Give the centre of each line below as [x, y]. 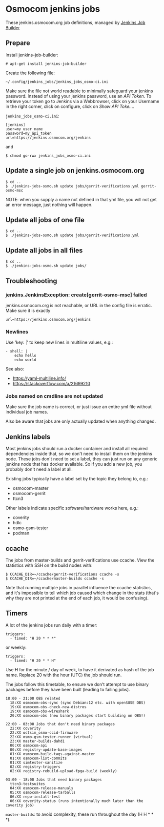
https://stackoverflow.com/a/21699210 [51, 384]
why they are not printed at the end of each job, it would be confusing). [77, 598]
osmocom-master [31, 488]
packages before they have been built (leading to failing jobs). [68, 689]
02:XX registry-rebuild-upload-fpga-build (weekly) [64, 771]
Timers [17, 613]
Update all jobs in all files [44, 250]
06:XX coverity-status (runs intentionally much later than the [77, 801]
